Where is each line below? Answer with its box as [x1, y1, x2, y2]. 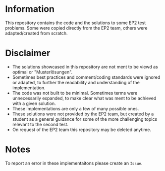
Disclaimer [5, 48, 51, 59]
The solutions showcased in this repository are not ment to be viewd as [12, 64, 158, 69]
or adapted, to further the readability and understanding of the [12, 79, 140, 85]
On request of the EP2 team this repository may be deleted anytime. [12, 127, 151, 133]
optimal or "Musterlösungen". [12, 69, 73, 75]
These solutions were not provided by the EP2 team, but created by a [12, 111, 154, 117]
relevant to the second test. [12, 121, 68, 127]
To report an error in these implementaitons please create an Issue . [5, 160, 143, 166]
